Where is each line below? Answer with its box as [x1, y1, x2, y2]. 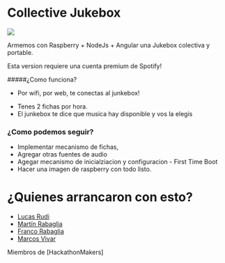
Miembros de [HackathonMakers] [7, 248, 104, 257]
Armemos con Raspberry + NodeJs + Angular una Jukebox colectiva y [7, 40, 210, 49]
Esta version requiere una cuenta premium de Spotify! [7, 61, 162, 70]
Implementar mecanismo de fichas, [17, 143, 119, 151]
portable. [7, 48, 33, 56]
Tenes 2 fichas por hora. [17, 102, 88, 111]
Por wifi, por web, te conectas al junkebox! [17, 88, 140, 97]
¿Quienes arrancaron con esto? [7, 189, 193, 205]
